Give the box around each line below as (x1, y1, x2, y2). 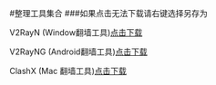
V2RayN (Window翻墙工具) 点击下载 (9, 27, 143, 38)
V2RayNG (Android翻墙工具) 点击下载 (9, 46, 148, 57)
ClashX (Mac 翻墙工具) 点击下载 (9, 66, 128, 76)
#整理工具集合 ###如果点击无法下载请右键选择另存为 (9, 8, 208, 18)
